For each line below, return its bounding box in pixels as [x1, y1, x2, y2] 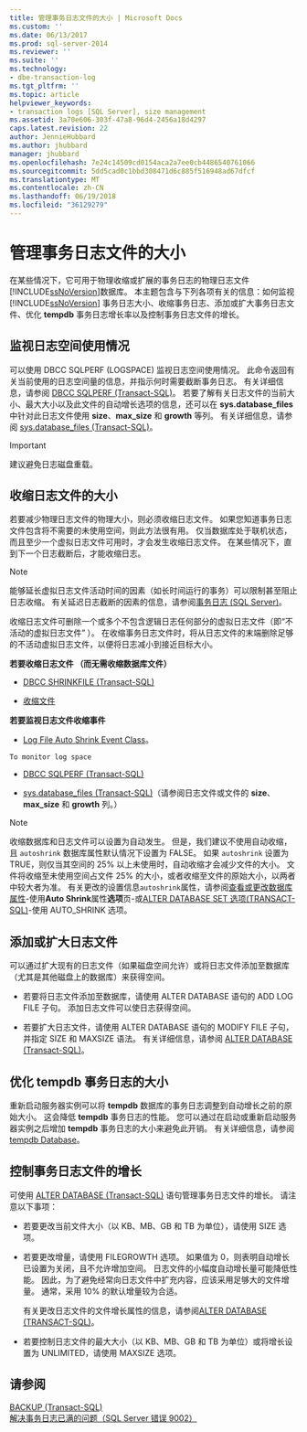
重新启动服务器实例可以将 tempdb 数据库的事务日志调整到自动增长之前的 [9, 1100, 285, 1111]
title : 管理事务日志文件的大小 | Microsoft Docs [9, 13, 183, 23]
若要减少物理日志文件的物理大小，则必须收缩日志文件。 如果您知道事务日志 [9, 514, 292, 525]
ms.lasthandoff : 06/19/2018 [9, 192, 117, 201]
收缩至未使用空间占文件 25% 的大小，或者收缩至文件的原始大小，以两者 [25, 871, 296, 882]
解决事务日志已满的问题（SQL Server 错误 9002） [9, 1412, 197, 1423]
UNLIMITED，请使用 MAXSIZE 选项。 [40, 1347, 181, 1358]
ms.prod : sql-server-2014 [9, 38, 108, 48]
